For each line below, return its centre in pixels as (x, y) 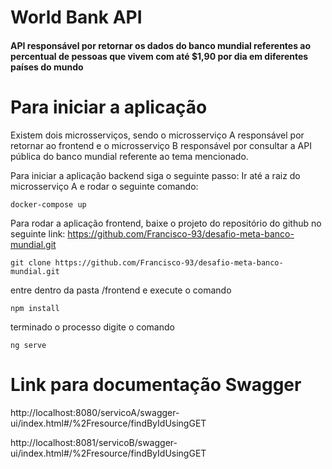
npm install (35, 308)
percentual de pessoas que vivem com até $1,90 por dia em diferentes (159, 56)
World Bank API (76, 17)
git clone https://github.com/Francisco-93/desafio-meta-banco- (147, 262)
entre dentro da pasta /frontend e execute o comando (121, 290)
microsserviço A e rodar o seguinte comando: (104, 186)
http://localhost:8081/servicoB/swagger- (94, 442)
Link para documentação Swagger (156, 384)
